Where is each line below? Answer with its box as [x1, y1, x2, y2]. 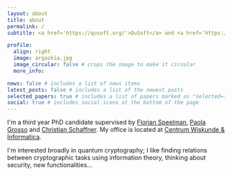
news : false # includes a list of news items [7, 80, 140, 87]
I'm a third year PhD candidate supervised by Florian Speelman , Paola [7, 118, 206, 126]
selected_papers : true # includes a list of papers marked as [7, 92, 190, 100]
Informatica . [7, 133, 41, 141]
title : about [7, 17, 45, 23]
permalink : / [7, 23, 45, 30]
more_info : [13, 67, 45, 75]
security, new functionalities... [7, 161, 93, 169]
